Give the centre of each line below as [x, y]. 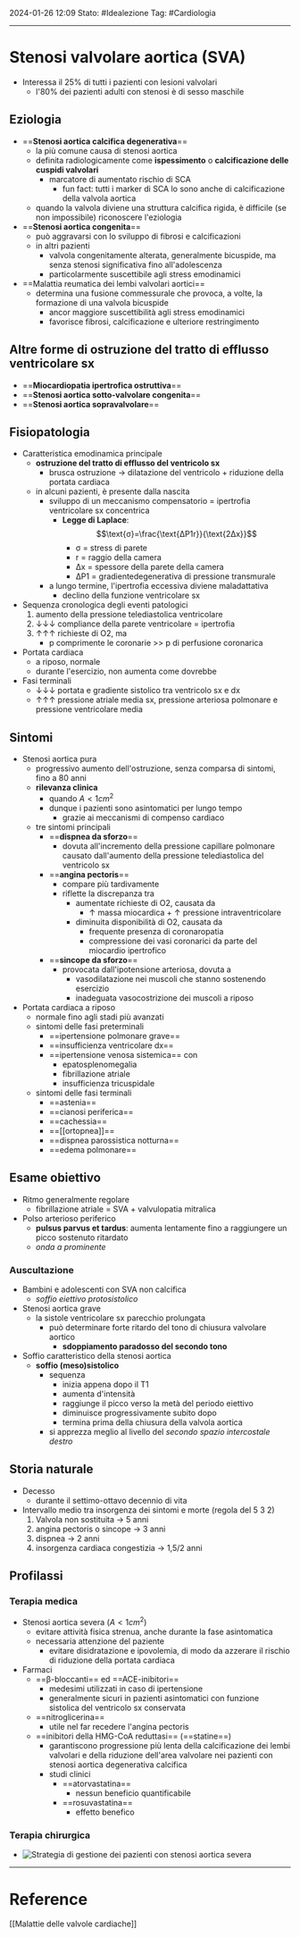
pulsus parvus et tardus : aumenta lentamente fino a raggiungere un [161, 1228]
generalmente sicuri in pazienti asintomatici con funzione [154, 1698]
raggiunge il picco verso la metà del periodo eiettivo [158, 1403]
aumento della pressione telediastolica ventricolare [129, 615]
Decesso [38, 1490]
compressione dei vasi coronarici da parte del [173, 941]
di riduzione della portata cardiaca [112, 1660]
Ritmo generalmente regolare [75, 1199]
